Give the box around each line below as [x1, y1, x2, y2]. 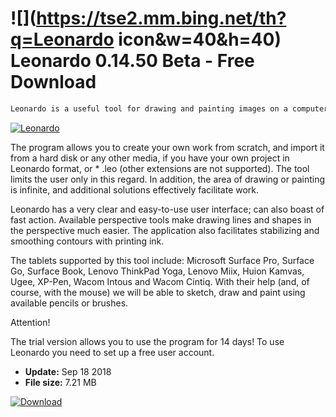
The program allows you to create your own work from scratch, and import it [10, 141, 325, 153]
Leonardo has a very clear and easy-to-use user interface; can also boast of [10, 203, 325, 215]
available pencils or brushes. [10, 297, 129, 309]
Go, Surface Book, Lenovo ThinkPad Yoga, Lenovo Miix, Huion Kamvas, [10, 265, 305, 277]
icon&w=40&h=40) [118, 28, 282, 51]
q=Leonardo [10, 28, 115, 51]
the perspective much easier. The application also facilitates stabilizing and [10, 224, 320, 236]
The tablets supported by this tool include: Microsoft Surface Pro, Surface [10, 254, 315, 266]
